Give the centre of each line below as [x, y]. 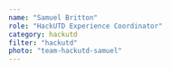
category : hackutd [43, 34]
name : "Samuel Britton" [53, 17]
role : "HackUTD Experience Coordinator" [86, 26]
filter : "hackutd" [43, 43]
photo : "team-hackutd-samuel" [66, 51]
